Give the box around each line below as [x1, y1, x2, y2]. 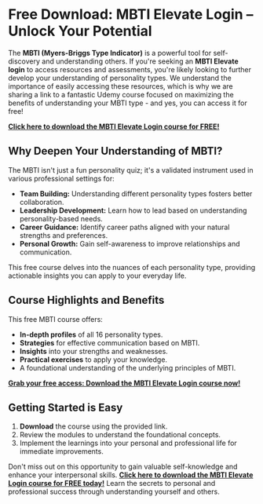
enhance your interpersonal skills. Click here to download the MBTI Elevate [8, 470, 254, 480]
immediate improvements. [19, 447, 104, 456]
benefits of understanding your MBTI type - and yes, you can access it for [8, 98, 247, 108]
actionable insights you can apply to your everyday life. [8, 271, 187, 280]
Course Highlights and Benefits [8, 294, 165, 307]
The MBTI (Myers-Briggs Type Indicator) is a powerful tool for [8, 48, 212, 57]
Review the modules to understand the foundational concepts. [19, 430, 221, 440]
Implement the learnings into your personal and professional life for [19, 438, 237, 448]
